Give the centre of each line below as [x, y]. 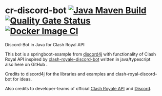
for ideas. [22, 79]
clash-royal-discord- [136, 74]
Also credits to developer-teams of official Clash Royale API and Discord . [78, 88]
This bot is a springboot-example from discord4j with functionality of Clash [81, 54]
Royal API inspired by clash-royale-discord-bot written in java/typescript [78, 59]
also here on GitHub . [26, 64]
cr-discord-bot [36, 10]
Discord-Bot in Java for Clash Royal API [45, 44]
